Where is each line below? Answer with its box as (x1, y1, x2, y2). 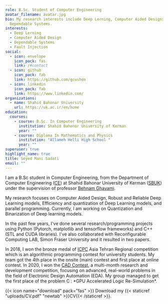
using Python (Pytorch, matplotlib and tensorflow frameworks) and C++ (5, 225, 153, 231)
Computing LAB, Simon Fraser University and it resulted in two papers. (5, 236, 151, 242)
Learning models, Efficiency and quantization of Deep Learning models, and (5, 200, 162, 206)
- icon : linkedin (9, 81, 46, 86)
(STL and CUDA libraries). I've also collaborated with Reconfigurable (5, 231, 146, 237)
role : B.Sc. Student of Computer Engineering (5, 7, 101, 12)
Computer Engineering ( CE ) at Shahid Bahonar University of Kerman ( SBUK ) (5, 179, 162, 185)
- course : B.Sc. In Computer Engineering (14, 118, 101, 124)
